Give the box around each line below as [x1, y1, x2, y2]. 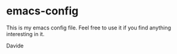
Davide [6, 42, 24, 49]
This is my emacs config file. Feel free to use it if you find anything [6, 24, 172, 31]
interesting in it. [6, 30, 45, 37]
